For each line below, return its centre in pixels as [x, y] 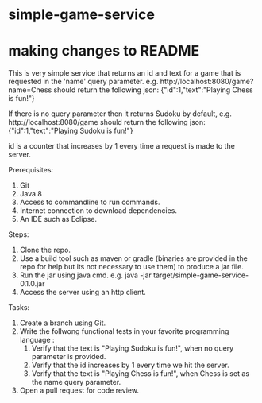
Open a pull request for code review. [79, 390]
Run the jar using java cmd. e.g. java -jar [86, 275]
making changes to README [104, 51]
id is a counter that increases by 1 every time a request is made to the [122, 146]
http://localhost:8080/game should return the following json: [107, 122]
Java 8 [31, 194]
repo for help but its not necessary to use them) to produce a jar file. [131, 267]
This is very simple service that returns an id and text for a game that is [125, 73]
